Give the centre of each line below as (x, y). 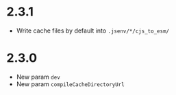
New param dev (38, 77)
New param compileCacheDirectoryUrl (70, 84)
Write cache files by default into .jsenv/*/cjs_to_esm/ (92, 31)
